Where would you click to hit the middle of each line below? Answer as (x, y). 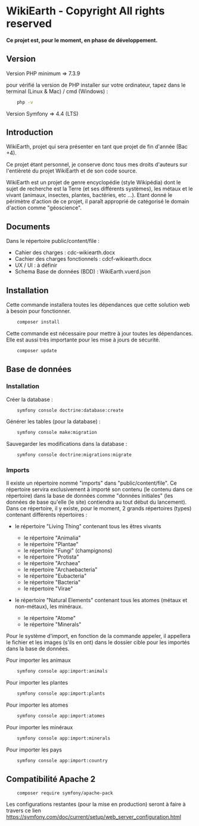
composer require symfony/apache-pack (65, 793)
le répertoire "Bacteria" (52, 582)
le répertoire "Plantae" (51, 544)
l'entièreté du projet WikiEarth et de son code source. (72, 171)
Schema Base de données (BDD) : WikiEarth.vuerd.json (83, 272)
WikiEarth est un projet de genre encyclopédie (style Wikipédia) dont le (94, 183)
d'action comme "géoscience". (44, 208)
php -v (25, 102)
